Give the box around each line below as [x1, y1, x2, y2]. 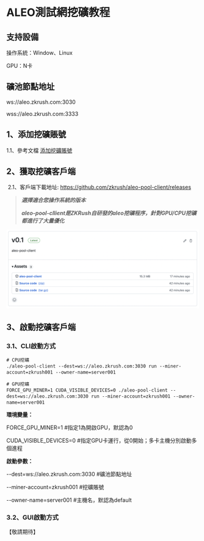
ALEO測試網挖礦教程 [6, 5, 111, 20]
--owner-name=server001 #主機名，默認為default [6, 496, 133, 504]
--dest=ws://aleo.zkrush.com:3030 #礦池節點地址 [6, 471, 133, 478]
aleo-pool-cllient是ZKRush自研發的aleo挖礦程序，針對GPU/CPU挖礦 [21, 209, 197, 217]
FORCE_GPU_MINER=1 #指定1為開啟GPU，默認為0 [6, 424, 133, 431]
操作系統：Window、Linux [6, 49, 73, 56]
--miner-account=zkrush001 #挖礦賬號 [6, 484, 104, 491]
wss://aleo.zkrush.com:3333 [6, 110, 79, 117]
